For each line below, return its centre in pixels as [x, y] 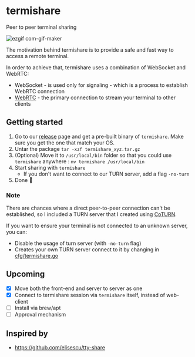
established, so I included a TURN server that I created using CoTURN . [92, 214]
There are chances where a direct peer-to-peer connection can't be [88, 208]
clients [23, 103]
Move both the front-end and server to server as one [78, 288]
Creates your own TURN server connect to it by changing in [87, 250]
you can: [17, 232]
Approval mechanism [40, 315]
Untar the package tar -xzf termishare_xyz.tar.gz [77, 149]
